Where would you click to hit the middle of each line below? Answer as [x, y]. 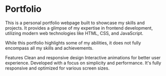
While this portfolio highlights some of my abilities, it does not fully [73, 42]
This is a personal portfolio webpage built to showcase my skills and [75, 23]
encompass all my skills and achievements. [49, 48]
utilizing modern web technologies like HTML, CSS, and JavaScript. [74, 33]
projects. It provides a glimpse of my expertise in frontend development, [79, 28]
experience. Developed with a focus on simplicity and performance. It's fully [83, 63]
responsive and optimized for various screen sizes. [57, 68]
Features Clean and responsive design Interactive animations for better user [83, 57]
